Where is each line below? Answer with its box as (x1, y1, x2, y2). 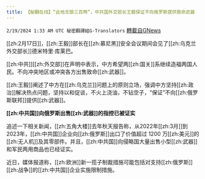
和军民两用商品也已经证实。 (6, 145, 76, 153)
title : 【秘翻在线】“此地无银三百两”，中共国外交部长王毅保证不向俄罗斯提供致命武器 (6, 9, 195, 15)
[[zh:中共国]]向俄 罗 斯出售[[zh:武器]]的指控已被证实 (6, 109, 136, 116)
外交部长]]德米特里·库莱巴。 (6, 47, 76, 55)
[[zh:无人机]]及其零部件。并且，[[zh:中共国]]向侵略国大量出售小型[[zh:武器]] (6, 137, 198, 145)
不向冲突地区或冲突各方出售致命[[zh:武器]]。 (17, 68, 130, 75)
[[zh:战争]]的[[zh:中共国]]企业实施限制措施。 (6, 166, 118, 173)
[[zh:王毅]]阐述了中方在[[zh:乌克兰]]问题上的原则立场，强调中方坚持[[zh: (6, 81, 188, 88)
